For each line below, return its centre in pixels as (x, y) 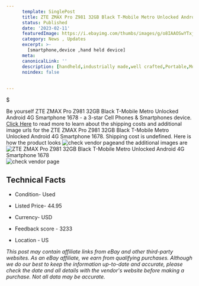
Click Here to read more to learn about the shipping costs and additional (94, 124)
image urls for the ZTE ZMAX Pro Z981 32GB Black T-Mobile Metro (88, 130)
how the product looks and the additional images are (97, 143)
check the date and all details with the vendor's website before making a (95, 270)
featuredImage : (41, 34)
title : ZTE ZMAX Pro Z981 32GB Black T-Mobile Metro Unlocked (100, 17)
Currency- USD (33, 217)
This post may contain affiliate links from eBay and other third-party (90, 251)
